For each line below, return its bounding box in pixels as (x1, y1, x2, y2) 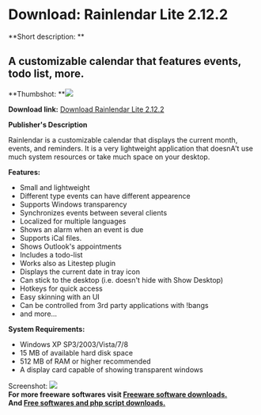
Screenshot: (8, 381, 48, 390)
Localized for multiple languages (19, 216, 127, 226)
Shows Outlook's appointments (19, 242, 123, 251)
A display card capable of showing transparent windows (19, 364, 203, 374)
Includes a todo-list (19, 249, 83, 259)
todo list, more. (8, 67, 85, 81)
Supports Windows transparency (19, 200, 127, 209)
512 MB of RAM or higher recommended (19, 356, 152, 366)
